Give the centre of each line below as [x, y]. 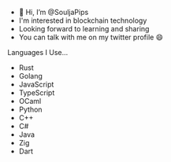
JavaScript [36, 84]
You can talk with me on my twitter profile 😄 [91, 37]
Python [30, 109]
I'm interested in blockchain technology [83, 20]
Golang [30, 76]
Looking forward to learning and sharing [84, 29]
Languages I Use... [38, 52]
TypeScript [37, 93]
